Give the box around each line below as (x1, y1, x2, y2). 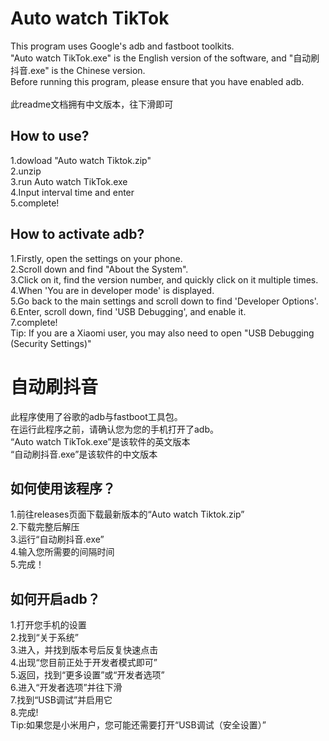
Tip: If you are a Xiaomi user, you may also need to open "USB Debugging (10, 327, 315, 339)
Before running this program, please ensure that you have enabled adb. (10, 75, 305, 87)
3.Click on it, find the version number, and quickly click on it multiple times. (10, 273, 319, 286)
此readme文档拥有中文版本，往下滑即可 (10, 98, 174, 110)
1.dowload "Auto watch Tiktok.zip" (10, 154, 152, 166)
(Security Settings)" (10, 337, 92, 349)
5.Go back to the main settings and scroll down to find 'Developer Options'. (10, 295, 319, 307)
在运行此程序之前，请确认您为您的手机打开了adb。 (10, 423, 220, 435)
